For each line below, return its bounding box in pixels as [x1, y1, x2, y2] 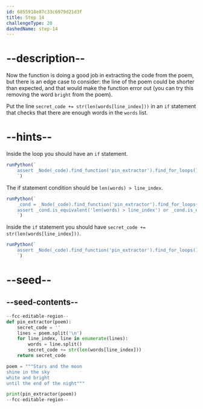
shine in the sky [6, 369, 50, 375]
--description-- [6, 52, 86, 65]
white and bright [6, 375, 50, 381]
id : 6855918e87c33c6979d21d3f [6, 8, 83, 15]
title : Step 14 [6, 14, 45, 21]
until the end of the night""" [6, 380, 85, 387]
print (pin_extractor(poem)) [6, 391, 77, 398]
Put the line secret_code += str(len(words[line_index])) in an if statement [6, 103, 196, 110]
